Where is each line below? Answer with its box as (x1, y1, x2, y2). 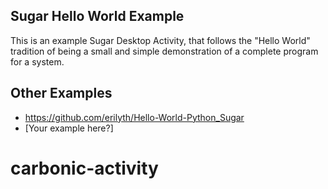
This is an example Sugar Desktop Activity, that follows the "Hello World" (10, 34, 311, 46)
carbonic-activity (10, 157, 159, 179)
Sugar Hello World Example (10, 8, 185, 25)
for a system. (10, 55, 65, 68)
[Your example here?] (24, 122, 114, 134)
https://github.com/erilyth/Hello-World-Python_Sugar (24, 111, 245, 123)
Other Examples (10, 85, 113, 102)
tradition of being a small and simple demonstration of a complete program (10, 45, 319, 57)
